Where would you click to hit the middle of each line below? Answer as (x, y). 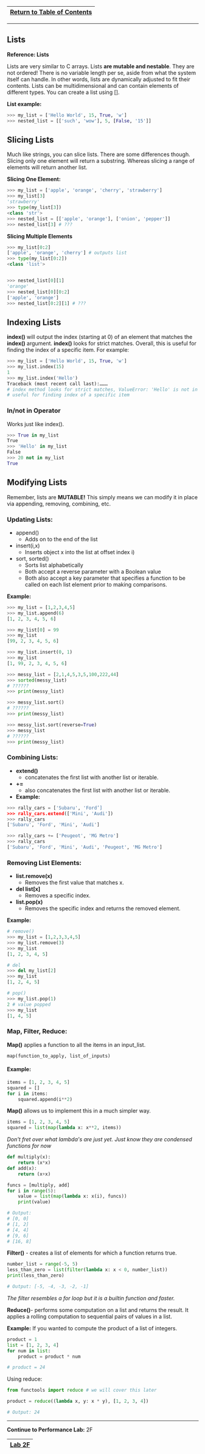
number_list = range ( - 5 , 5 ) (43, 1264)
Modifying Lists (37, 483)
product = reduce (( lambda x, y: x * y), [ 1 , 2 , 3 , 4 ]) (78, 1402)
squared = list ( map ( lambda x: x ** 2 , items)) (64, 1128)
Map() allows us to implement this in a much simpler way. (79, 1111)
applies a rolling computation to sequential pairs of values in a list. (89, 1316)
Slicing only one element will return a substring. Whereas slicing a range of (101, 161)
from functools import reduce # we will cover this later (82, 1390)
